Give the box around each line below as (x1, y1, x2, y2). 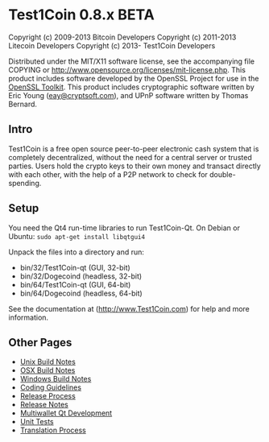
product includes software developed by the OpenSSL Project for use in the (8, 73, 259, 83)
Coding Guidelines (19, 382, 82, 392)
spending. (8, 178, 42, 188)
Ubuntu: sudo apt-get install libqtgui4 (8, 231, 146, 241)
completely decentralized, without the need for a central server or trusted (8, 152, 252, 162)
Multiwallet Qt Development (19, 408, 113, 418)
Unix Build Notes (19, 357, 77, 367)
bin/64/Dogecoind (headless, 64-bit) (19, 288, 143, 298)
